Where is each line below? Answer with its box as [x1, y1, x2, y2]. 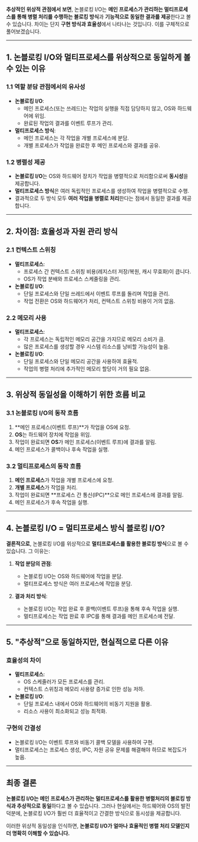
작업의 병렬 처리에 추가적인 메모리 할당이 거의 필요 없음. [23, 365, 151, 372]
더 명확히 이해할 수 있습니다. [6, 830, 70, 837]
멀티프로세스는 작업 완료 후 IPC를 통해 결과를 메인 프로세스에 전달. [23, 612, 175, 620]
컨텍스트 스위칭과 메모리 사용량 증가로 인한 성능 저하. [23, 686, 145, 693]
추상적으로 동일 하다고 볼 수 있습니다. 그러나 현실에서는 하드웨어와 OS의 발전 [16, 802, 190, 809]
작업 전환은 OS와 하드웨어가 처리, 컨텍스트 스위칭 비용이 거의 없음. [23, 297, 176, 304]
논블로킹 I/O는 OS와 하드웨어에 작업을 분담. [23, 572, 123, 579]
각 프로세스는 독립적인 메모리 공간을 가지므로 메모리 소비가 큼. [23, 335, 165, 343]
